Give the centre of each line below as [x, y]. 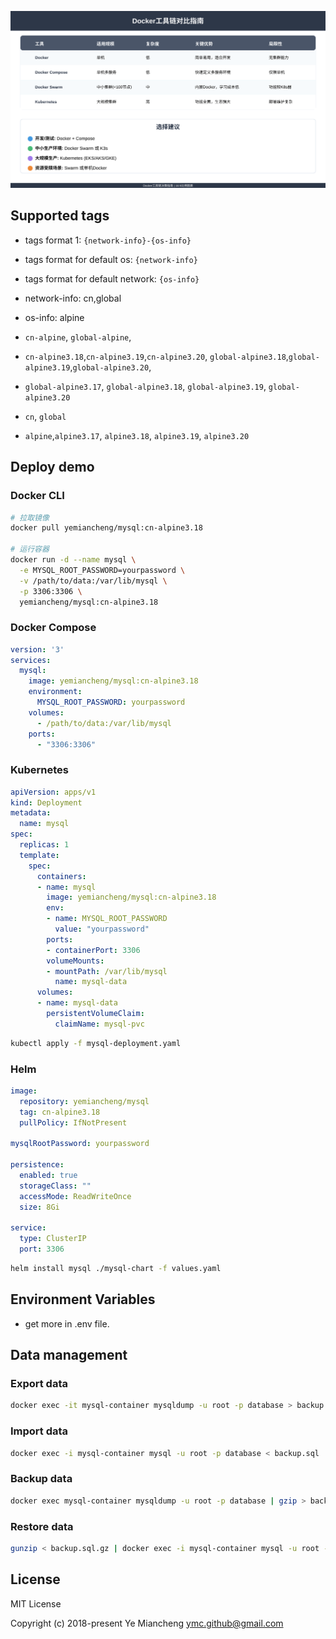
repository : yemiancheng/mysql [84, 1101]
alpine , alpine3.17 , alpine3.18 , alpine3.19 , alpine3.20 [137, 435]
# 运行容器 [30, 549]
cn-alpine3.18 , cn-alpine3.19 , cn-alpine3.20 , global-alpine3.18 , [156, 356]
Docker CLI [37, 496]
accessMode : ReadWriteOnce [75, 1196]
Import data [39, 1431]
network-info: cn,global [73, 298]
